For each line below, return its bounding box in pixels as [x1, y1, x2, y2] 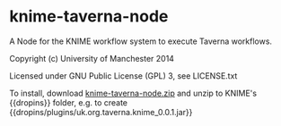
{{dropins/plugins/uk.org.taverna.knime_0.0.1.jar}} [9, 106, 193, 117]
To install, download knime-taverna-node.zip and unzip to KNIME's [9, 88, 258, 98]
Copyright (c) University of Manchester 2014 [9, 53, 175, 63]
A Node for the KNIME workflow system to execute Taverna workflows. [9, 36, 272, 46]
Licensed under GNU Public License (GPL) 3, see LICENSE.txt [9, 70, 238, 81]
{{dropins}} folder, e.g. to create [9, 97, 128, 108]
